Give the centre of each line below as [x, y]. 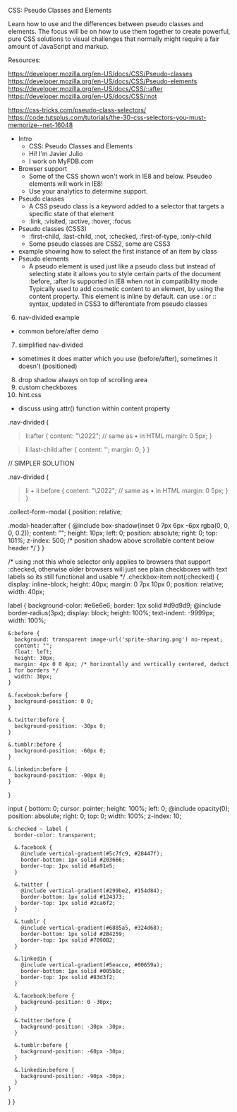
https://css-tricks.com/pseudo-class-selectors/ [77, 110]
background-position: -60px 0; [60, 751]
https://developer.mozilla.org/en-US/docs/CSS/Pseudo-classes [100, 74]
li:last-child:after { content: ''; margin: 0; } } [87, 449]
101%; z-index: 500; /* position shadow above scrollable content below [111, 540]
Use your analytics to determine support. [88, 191]
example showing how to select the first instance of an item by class [117, 251]
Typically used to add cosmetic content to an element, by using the [126, 289]
